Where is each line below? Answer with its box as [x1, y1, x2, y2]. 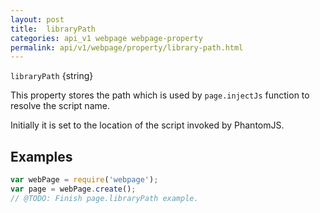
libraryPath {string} [10, 70, 94, 82]
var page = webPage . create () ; [10, 184, 137, 194]
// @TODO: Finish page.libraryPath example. [10, 193, 199, 203]
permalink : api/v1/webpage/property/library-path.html [10, 42, 244, 53]
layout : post [10, 14, 65, 25]
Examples [10, 148, 73, 165]
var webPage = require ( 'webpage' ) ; [10, 175, 159, 185]
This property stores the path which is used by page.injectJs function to [10, 89, 310, 101]
